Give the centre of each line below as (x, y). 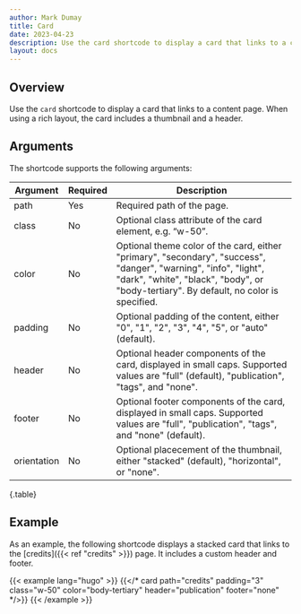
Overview (37, 87)
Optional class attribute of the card (189, 220)
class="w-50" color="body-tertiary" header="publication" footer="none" (144, 590)
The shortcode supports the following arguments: (101, 168)
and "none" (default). (161, 435)
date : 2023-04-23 (42, 34)
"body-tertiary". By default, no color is (198, 290)
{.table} (23, 494)
